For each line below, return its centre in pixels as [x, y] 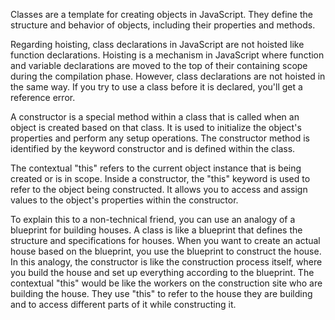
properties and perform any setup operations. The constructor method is [160, 138]
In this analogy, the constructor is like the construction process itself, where [166, 262]
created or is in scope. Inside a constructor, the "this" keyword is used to [160, 178]
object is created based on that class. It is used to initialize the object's [156, 127]
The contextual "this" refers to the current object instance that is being [156, 168]
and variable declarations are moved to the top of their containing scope [159, 65]
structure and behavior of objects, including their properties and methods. [163, 25]
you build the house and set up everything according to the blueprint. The [162, 272]
